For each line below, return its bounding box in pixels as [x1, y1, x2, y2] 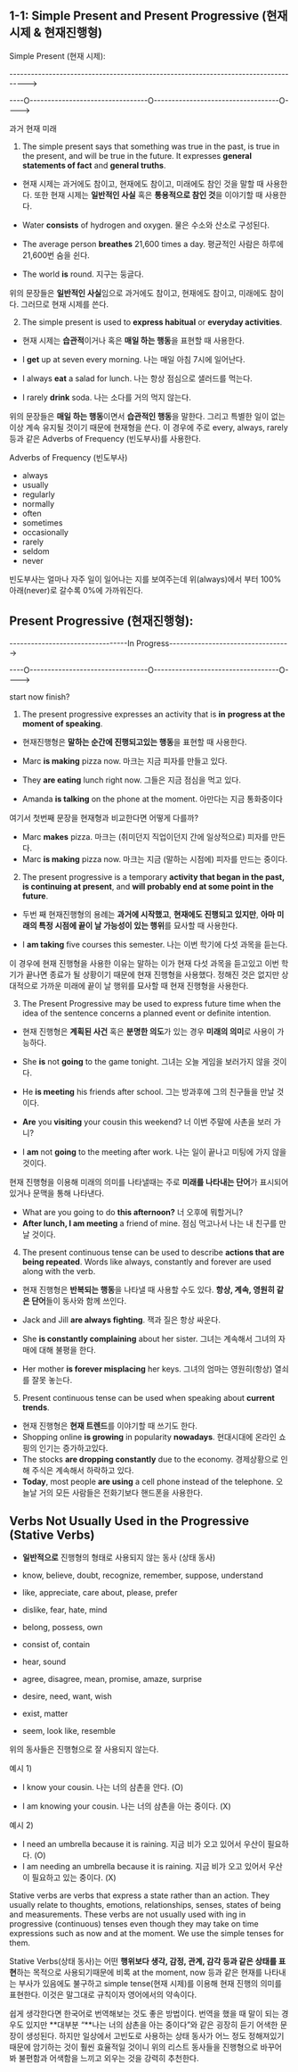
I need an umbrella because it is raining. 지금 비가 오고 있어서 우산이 [21, 1839, 266, 1850]
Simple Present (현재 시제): [9, 50, 106, 61]
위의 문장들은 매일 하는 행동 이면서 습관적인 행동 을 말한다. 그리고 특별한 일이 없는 [9, 410, 286, 421]
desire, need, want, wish [21, 1691, 113, 1702]
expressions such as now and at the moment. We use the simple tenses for [9, 1928, 285, 1939]
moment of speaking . [21, 717, 103, 729]
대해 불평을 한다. [38, 1344, 96, 1355]
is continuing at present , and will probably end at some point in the [21, 881, 274, 891]
